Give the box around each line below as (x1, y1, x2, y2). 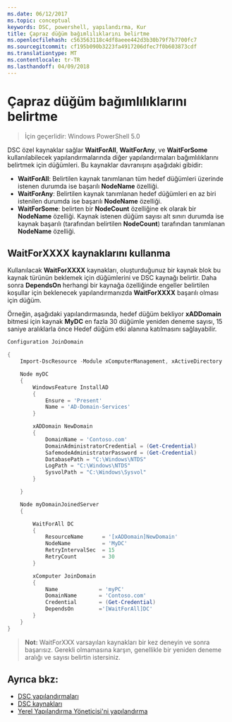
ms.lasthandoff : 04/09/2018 (7, 63, 90, 70)
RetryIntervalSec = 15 (44, 547, 115, 554)
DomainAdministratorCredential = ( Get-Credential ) (44, 443, 197, 450)
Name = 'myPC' (44, 586, 125, 593)
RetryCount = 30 (44, 553, 115, 560)
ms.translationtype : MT (7, 50, 78, 57)
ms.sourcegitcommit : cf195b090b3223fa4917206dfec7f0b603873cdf (7, 43, 197, 50)
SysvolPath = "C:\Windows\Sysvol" (44, 469, 147, 476)
